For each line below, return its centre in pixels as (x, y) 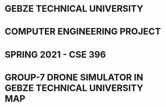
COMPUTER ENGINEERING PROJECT (83, 32)
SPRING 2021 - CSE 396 (55, 54)
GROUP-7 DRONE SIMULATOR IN (74, 77)
